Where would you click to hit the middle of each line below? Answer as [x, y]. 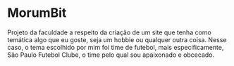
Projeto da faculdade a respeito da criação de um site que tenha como [109, 32]
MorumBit [37, 13]
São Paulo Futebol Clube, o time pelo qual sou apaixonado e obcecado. [111, 55]
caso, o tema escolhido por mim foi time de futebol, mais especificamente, [116, 47]
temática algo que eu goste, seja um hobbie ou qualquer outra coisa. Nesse [117, 39]
